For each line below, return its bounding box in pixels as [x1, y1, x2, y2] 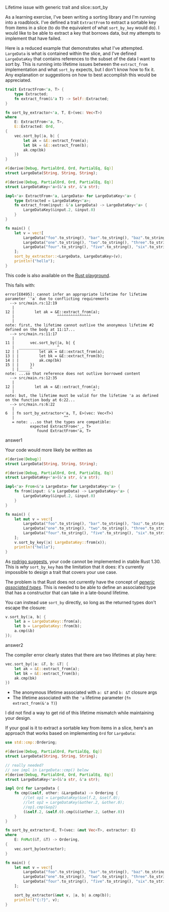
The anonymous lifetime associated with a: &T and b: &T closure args [12, 689, 157, 696]
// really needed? [5, 763, 44, 768]
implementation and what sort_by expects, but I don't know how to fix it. [5, 66, 155, 72]
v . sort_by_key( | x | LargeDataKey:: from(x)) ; [14, 540, 107, 545]
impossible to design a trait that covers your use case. [5, 569, 117, 575]
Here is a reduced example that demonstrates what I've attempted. [5, 45, 144, 51]
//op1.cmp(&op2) [23, 804, 57, 809]
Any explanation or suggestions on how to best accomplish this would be [5, 72, 157, 77]
